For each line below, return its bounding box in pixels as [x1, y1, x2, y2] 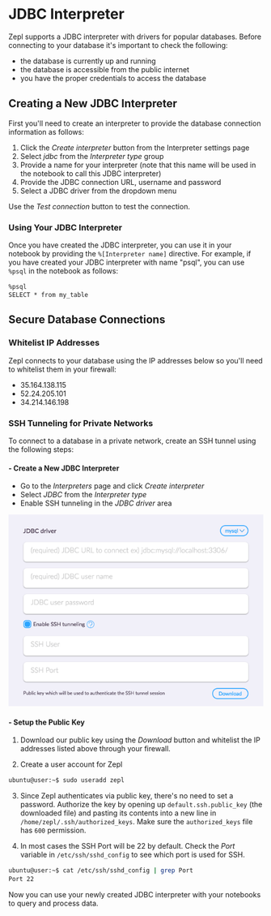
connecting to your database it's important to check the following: [8, 40, 228, 49]
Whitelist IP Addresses [8, 338, 100, 349]
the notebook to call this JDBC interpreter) [19, 168, 162, 178]
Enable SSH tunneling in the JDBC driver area [19, 498, 172, 508]
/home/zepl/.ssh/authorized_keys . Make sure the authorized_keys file [19, 817, 253, 827]
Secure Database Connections [8, 313, 166, 327]
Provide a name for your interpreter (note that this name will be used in [19, 160, 256, 170]
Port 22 [8, 875, 35, 884]
